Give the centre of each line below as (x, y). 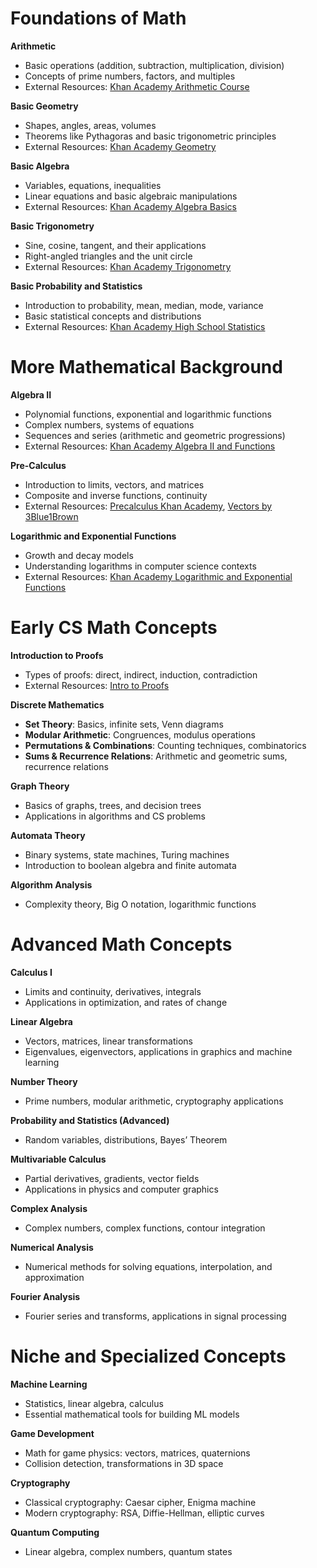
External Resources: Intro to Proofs (97, 685)
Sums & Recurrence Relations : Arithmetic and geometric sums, (156, 756)
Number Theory (44, 1081)
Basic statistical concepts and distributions (113, 316)
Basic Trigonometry (52, 226)
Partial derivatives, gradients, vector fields (112, 1178)
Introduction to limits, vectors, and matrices (114, 484)
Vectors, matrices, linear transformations (108, 1041)
